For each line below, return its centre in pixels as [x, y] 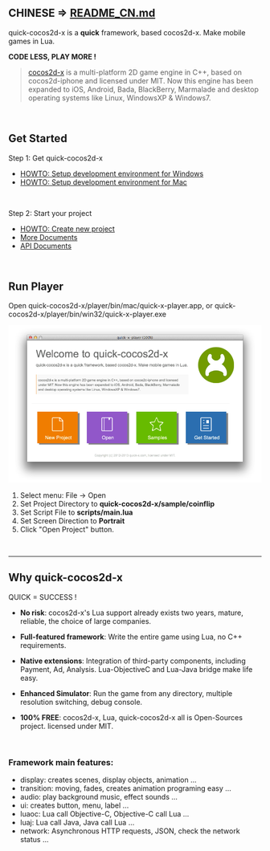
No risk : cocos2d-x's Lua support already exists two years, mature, [131, 613]
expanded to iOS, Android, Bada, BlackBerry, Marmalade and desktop [143, 89]
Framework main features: [61, 762]
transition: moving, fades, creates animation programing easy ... [125, 788]
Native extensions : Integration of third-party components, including [133, 661]
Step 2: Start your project [50, 213]
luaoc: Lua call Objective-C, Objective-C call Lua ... [104, 814]
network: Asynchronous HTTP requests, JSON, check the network [130, 831]
